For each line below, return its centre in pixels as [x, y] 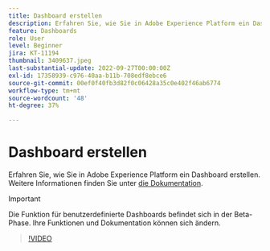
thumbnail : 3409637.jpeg [50, 61]
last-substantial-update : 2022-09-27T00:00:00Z [90, 68]
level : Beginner [35, 46]
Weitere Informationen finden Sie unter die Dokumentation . [106, 183]
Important [25, 199]
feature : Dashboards [43, 31]
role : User [27, 38]
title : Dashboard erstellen [55, 16]
